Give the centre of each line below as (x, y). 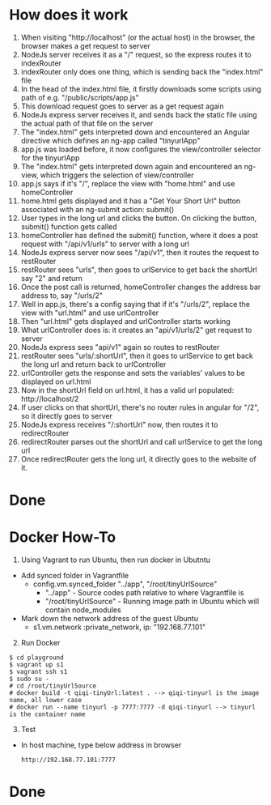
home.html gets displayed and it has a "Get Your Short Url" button (131, 201)
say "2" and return (52, 278)
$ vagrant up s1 (36, 665)
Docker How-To (63, 537)
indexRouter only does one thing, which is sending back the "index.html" (142, 71)
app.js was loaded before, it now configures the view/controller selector (141, 149)
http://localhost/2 (50, 398)
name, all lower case (46, 701)
